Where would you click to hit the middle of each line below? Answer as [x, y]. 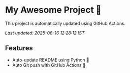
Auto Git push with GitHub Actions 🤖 [49, 65]
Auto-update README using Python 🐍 [51, 60]
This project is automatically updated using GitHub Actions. [65, 23]
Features [19, 48]
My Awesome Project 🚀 [53, 10]
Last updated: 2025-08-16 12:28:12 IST [45, 33]
